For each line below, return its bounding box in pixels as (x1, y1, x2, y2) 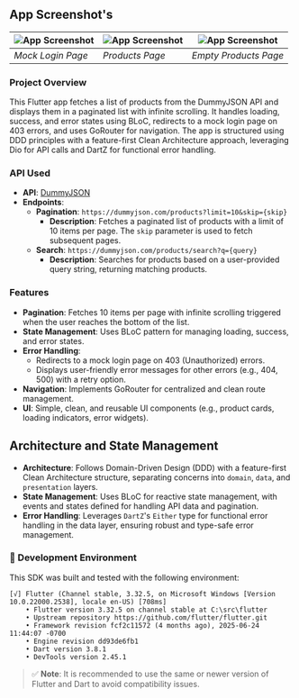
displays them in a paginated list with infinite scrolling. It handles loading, (9, 106, 281, 117)
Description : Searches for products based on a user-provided (49, 254, 280, 265)
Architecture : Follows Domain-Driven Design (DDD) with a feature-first (22, 462, 286, 473)
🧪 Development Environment (9, 551, 138, 564)
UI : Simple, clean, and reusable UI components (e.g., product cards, (22, 403, 275, 413)
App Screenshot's (9, 7, 113, 23)
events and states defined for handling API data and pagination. (22, 500, 259, 512)
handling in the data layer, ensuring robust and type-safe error (22, 520, 254, 530)
